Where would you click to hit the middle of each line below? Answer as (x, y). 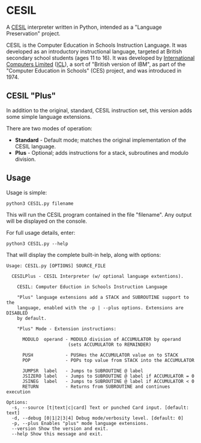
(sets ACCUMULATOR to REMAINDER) (110, 345)
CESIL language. (35, 146)
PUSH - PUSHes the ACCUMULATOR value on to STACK (100, 355)
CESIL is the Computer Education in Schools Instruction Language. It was (97, 45)
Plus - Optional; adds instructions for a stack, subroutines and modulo (102, 152)
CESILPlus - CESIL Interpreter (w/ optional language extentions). (98, 276)
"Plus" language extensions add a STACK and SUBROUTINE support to (103, 297)
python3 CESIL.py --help (37, 244)
